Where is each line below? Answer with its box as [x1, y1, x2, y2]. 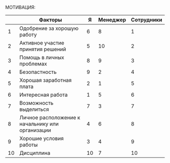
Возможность [19, 100, 54, 106]
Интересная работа [19, 91, 68, 98]
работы [19, 141, 38, 148]
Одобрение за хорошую [19, 25, 79, 32]
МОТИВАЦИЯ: [5, 5, 36, 10]
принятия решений [19, 46, 66, 53]
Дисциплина [19, 149, 51, 156]
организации [19, 127, 52, 134]
